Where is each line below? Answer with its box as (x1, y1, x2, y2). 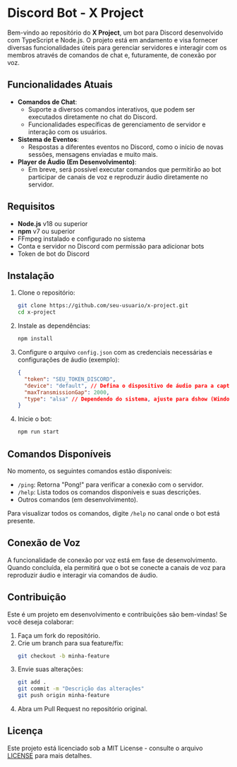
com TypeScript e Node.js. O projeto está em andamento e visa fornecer (7, 35, 219, 44)
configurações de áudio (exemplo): (17, 355, 120, 364)
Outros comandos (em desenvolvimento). (17, 495, 139, 504)
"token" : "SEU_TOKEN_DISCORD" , (24, 376, 116, 383)
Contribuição (7, 591, 67, 603)
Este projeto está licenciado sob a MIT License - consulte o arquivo (7, 744, 203, 752)
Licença (7, 725, 44, 737)
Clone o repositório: (17, 288, 75, 297)
